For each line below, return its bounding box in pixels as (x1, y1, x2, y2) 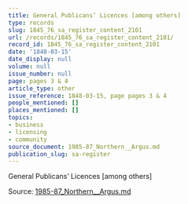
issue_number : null (8, 70, 72, 78)
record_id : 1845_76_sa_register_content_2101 (8, 41, 160, 49)
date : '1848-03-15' (8, 48, 72, 56)
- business (8, 121, 44, 129)
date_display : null (8, 56, 72, 64)
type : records (8, 19, 55, 27)
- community (8, 135, 47, 144)
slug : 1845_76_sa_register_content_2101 (8, 26, 143, 34)
